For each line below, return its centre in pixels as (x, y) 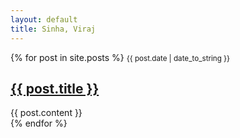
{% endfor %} (39, 123)
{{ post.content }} (46, 113)
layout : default (44, 19)
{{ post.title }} (55, 88)
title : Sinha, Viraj (53, 29)
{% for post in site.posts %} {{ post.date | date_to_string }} (120, 57)
